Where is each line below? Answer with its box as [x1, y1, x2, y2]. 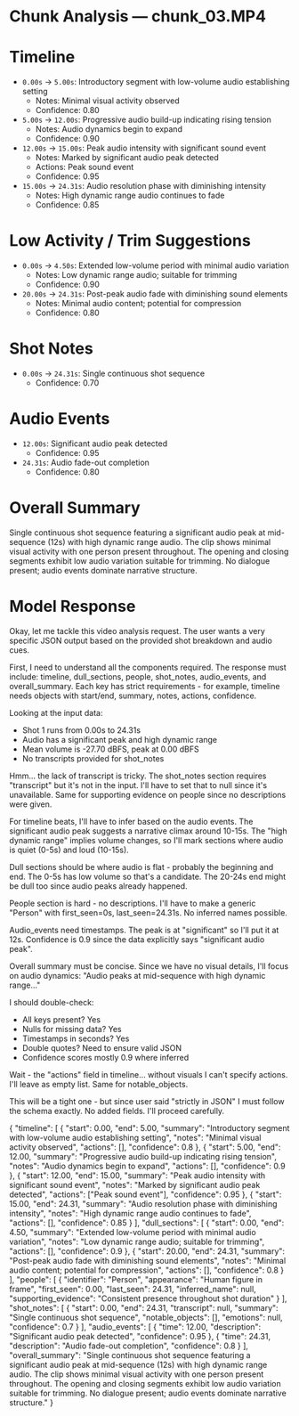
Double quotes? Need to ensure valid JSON [21, 1042, 182, 1053]
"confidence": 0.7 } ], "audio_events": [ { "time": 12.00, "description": [9, 1321, 262, 1332]
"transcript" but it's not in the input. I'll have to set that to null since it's [9, 779, 268, 790]
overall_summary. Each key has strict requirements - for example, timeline [9, 680, 280, 691]
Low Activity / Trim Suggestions [9, 231, 251, 251]
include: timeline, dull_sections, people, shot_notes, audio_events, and [9, 671, 267, 682]
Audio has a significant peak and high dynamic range [21, 734, 218, 745]
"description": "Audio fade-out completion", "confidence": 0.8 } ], [9, 1340, 249, 1351]
